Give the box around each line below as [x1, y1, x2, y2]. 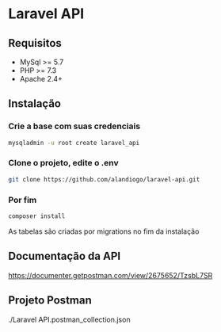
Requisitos [8, 36, 62, 50]
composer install [8, 212, 66, 220]
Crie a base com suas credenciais [8, 120, 141, 132]
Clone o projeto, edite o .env [8, 158, 119, 169]
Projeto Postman [8, 294, 93, 307]
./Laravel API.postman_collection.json [8, 315, 131, 324]
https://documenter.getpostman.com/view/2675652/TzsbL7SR [8, 270, 213, 280]
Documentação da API [8, 250, 121, 263]
